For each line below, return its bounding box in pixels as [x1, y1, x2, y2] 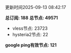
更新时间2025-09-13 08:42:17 [5, 4, 66, 10]
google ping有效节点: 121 [5, 42, 57, 48]
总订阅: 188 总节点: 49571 [5, 15, 58, 21]
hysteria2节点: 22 [12, 32, 48, 37]
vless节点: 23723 [12, 25, 48, 31]
